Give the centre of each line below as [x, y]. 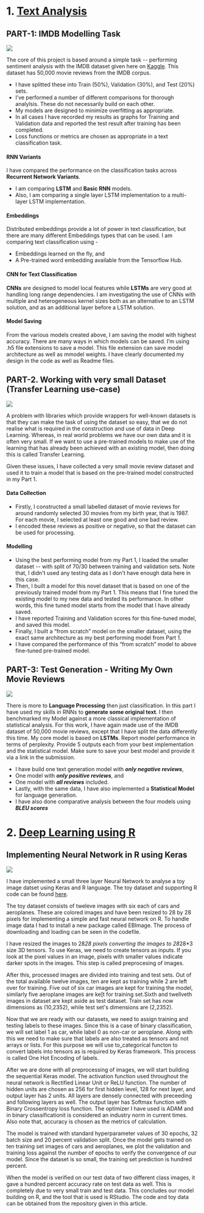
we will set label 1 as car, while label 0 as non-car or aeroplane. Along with [100, 1032]
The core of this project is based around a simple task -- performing [92, 60]
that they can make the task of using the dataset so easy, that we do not [97, 422]
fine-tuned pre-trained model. [53, 651]
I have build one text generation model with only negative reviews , [99, 769]
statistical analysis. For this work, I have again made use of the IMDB [92, 725]
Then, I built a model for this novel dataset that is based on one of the [102, 586]
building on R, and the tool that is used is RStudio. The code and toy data [97, 1197]
